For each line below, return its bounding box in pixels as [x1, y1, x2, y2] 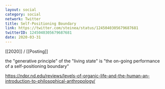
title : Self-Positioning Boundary [5, 21, 77, 26]
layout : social [5, 7, 37, 12]
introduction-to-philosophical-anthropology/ [5, 78, 96, 84]
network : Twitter [5, 16, 41, 21]
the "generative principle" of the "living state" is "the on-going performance [5, 58, 160, 64]
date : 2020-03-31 [5, 35, 41, 40]
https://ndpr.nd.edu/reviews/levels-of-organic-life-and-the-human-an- [5, 73, 150, 79]
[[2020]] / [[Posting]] [5, 48, 48, 54]
